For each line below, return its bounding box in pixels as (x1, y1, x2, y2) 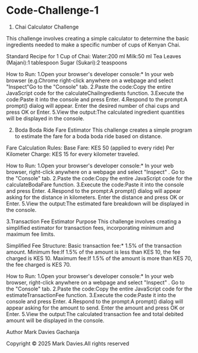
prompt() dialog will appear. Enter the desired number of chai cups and (6, 102, 180, 109)
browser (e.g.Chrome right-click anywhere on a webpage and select (6, 77, 174, 84)
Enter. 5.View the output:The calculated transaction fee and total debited (6, 310, 184, 317)
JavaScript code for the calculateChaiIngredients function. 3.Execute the (6, 89, 184, 96)
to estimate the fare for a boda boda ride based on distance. (14, 132, 162, 140)
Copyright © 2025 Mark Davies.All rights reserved (6, 340, 130, 347)
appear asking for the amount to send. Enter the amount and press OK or (6, 304, 185, 311)
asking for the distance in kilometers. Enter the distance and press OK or (6, 193, 184, 201)
